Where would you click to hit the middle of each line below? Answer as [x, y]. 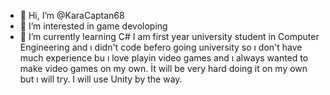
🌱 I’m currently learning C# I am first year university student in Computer [169, 36]
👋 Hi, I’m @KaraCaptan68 [72, 15]
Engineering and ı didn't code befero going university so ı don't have [161, 47]
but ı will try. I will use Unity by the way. [101, 79]
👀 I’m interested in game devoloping [93, 26]
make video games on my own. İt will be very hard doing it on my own [163, 68]
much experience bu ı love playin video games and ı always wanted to [164, 58]
